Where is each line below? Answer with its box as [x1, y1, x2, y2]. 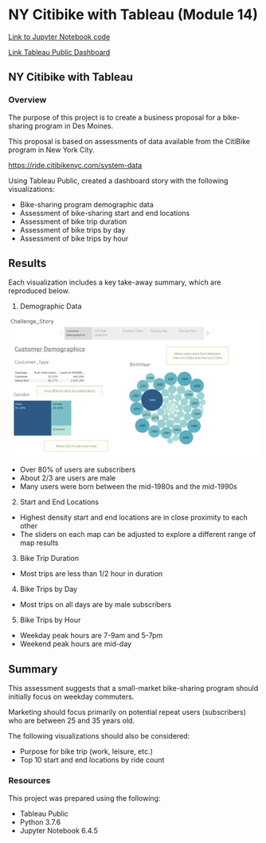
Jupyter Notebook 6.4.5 [19, 825, 98, 835]
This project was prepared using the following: [8, 793, 161, 802]
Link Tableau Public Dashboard [8, 47, 111, 57]
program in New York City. [8, 145, 96, 155]
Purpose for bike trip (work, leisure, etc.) [19, 747, 154, 756]
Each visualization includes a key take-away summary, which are [8, 277, 221, 288]
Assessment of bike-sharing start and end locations [19, 208, 190, 218]
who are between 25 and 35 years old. [8, 716, 135, 726]
